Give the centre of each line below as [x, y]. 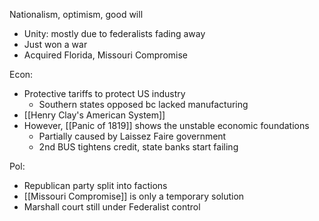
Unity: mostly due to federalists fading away [114, 33]
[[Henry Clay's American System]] [94, 115]
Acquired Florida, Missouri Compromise [105, 55]
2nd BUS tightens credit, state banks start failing [138, 147]
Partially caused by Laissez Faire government [132, 136]
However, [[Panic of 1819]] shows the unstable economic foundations [166, 125]
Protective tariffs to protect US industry [104, 93]
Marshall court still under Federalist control [112, 207]
